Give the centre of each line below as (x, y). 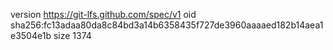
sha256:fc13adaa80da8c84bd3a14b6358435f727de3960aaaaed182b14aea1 (167, 25)
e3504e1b (31, 35)
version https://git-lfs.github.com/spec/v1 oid (103, 14)
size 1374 (72, 35)
